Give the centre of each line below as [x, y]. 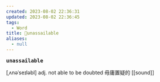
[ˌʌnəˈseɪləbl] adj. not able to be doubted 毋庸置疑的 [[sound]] [80, 72]
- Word [19, 28]
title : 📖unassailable [33, 33]
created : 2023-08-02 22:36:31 [43, 11]
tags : [13, 22]
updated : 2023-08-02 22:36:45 [43, 17]
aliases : [17, 39]
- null [19, 45]
